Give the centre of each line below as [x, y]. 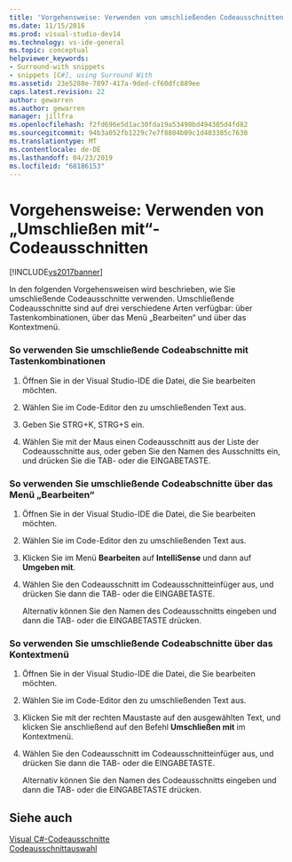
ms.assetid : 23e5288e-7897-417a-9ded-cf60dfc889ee [105, 83]
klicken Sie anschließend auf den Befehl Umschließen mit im [134, 727]
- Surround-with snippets [57, 67]
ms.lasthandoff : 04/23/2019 [61, 158]
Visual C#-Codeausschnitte [59, 839]
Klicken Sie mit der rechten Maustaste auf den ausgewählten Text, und [151, 718]
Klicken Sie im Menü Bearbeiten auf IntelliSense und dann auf [137, 558]
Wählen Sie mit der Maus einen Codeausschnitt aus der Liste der [140, 441]
